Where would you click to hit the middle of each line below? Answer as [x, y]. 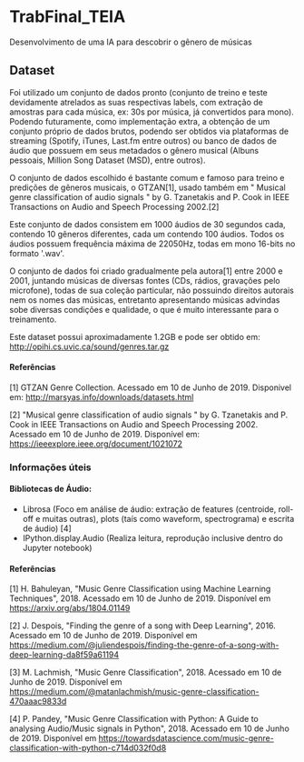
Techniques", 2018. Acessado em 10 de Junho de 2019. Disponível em [140, 598]
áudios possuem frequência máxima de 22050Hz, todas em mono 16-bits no [152, 244]
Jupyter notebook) [57, 548]
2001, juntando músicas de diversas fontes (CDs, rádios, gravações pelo [145, 280]
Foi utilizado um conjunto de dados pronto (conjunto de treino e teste [138, 92]
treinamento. [33, 319]
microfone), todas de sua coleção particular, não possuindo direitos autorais [152, 290]
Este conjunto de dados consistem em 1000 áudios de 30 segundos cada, [147, 224]
